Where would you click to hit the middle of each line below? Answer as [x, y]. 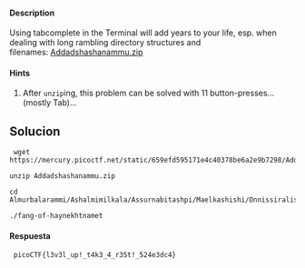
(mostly [37, 103]
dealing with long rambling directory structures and [105, 43]
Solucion [35, 131]
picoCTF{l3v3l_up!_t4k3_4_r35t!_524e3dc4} [95, 255]
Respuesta [30, 235]
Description [32, 13]
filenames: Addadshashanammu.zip [76, 52]
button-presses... [242, 93]
